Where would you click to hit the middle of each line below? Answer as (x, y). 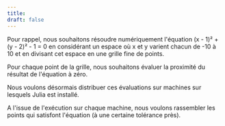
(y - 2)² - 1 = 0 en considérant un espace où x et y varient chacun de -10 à (112, 46)
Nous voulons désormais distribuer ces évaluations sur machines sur (104, 87)
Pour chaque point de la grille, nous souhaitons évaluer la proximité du (106, 67)
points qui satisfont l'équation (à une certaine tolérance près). (94, 115)
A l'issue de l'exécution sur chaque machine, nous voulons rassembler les (111, 108)
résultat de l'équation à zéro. (47, 74)
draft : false (26, 20)
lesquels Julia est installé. (43, 94)
